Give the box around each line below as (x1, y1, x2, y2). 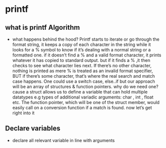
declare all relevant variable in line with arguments (12, 137, 115, 143)
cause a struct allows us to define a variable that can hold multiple (12, 89, 148, 95)
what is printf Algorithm (5, 23, 80, 32)
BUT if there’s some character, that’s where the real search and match (12, 73, 155, 79)
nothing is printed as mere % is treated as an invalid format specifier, (12, 68, 153, 74)
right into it (12, 110, 35, 116)
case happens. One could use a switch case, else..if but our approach (12, 78, 155, 84)
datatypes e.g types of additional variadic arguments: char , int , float (12, 94, 154, 100)
